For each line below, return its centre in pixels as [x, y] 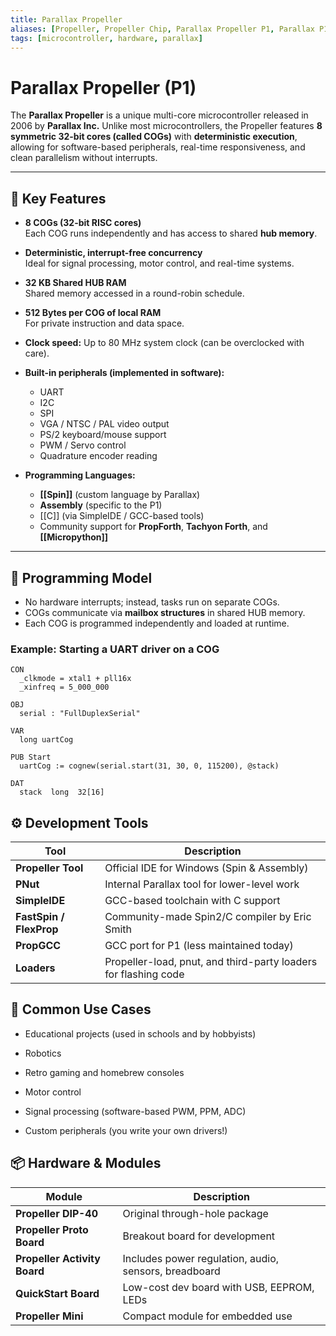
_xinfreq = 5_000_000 [64, 687]
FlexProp [37, 929]
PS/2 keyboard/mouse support [103, 435]
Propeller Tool [49, 868]
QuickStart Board [57, 1293]
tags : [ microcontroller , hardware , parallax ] [106, 38]
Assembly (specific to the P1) [101, 505]
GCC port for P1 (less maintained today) [199, 946]
